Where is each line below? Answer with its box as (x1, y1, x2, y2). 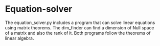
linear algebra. (5, 35, 34, 41)
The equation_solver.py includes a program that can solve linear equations (5, 20, 155, 25)
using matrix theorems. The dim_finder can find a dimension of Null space (5, 24, 154, 30)
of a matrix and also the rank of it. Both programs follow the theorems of (5, 30, 151, 36)
